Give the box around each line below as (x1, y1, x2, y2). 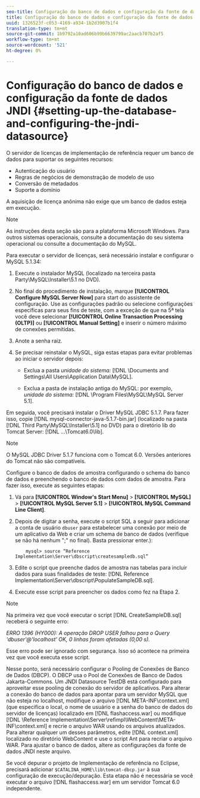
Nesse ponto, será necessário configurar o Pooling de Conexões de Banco (6, 665, 189, 672)
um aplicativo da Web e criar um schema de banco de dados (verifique (14, 530, 189, 537)
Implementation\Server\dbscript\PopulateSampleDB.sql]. (14, 576, 155, 583)
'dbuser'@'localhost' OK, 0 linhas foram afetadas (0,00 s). (6, 635, 151, 643)
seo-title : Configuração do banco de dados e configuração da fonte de (6, 8, 187, 15)
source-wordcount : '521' (6, 42, 68, 48)
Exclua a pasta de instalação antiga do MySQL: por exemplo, (23, 384, 173, 392)
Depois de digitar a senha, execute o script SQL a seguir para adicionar (14, 518, 190, 525)
